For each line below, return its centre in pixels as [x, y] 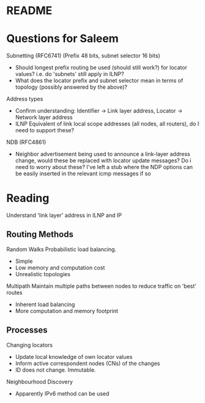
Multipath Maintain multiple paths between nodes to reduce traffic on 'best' [102, 286]
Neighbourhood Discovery [40, 382]
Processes [27, 330]
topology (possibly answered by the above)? [71, 87]
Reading [28, 198]
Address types [25, 99]
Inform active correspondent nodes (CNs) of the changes [88, 363]
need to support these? [45, 130]
